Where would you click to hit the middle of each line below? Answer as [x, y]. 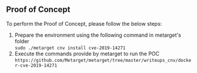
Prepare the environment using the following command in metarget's [98, 35]
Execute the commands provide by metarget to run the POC [87, 53]
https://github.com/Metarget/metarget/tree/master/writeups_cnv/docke [103, 60]
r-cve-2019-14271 [36, 65]
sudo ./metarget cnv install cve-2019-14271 [70, 48]
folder [22, 41]
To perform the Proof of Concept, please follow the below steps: [84, 23]
